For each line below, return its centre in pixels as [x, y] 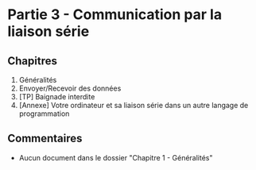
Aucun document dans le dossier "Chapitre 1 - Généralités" [116, 157]
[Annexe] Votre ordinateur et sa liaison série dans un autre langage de [134, 105]
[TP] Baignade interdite [57, 97]
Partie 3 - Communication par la [115, 15]
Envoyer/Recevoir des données [70, 88]
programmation [44, 114]
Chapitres [32, 61]
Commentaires [45, 139]
